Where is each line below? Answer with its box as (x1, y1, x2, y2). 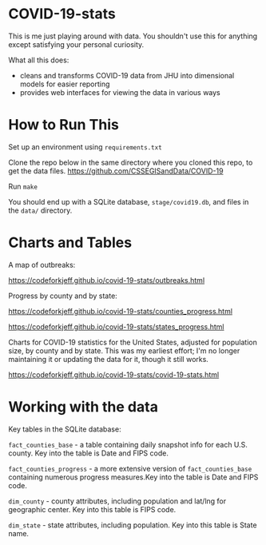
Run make (8, 181, 38, 191)
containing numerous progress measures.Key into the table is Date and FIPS (8, 472, 259, 482)
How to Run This (8, 116, 120, 134)
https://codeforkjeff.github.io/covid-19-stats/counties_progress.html (8, 306, 233, 316)
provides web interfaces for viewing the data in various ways (19, 87, 221, 97)
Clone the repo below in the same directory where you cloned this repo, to (8, 157, 253, 167)
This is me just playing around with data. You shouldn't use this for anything (8, 31, 258, 41)
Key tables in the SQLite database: (8, 424, 121, 434)
